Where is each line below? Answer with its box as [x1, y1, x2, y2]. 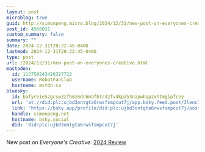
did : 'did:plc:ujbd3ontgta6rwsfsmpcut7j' [12, 122, 119, 128]
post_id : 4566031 [6, 26, 51, 32]
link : [12, 105, 26, 111]
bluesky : [6, 88, 29, 94]
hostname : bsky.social [12, 116, 70, 122]
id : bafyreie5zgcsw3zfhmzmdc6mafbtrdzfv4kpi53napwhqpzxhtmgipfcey [12, 94, 184, 100]
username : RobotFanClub [12, 77, 72, 83]
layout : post [6, 9, 40, 15]
